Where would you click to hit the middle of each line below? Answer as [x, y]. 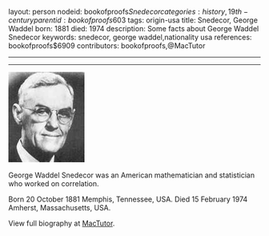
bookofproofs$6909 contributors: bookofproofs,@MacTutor [107, 46]
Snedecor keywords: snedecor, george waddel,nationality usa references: [130, 37]
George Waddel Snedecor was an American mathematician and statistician [131, 175]
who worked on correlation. [54, 183]
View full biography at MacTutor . [62, 223]
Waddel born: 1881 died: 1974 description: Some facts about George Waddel [134, 28]
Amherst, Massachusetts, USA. [60, 208]
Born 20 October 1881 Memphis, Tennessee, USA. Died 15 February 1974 [128, 199]
